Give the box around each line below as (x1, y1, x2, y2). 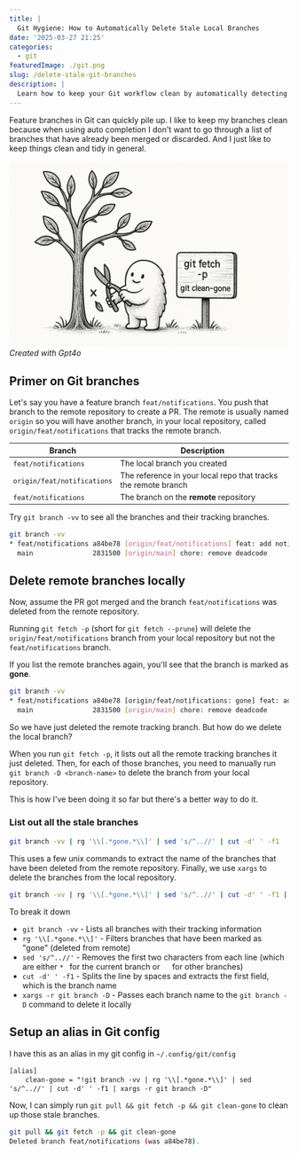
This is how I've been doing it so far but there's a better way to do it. (9, 794, 259, 805)
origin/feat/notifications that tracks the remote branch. (9, 426, 222, 436)
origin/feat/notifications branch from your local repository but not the (9, 632, 276, 643)
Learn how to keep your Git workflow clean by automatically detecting (17, 89, 288, 98)
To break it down (9, 906, 71, 917)
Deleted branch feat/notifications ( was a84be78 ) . (9, 1136, 200, 1146)
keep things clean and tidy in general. (9, 143, 146, 153)
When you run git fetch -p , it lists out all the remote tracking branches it (9, 748, 278, 758)
